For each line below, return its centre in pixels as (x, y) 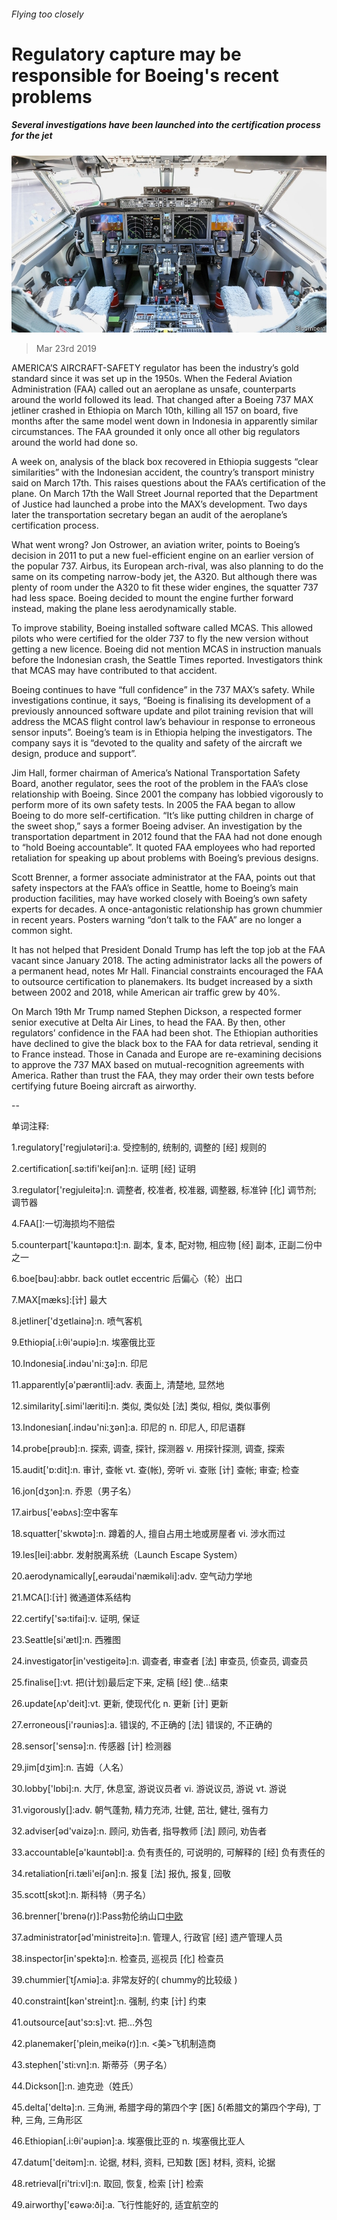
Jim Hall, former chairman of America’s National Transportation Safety (156, 773)
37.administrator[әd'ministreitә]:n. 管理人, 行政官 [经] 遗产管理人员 (147, 1937)
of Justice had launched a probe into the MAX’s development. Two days (159, 504)
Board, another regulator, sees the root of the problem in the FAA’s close (160, 784)
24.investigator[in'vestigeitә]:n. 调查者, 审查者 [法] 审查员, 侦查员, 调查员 (160, 1661)
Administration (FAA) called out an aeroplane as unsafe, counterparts (154, 389)
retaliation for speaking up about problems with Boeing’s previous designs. (165, 858)
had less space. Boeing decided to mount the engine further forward (152, 598)
